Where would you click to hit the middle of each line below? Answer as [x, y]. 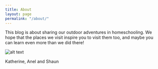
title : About [18, 9]
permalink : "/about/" [27, 18]
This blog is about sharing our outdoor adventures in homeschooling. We [79, 33]
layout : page [18, 14]
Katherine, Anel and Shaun [32, 62]
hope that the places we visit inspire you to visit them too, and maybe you [79, 37]
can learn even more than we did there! [45, 43]
